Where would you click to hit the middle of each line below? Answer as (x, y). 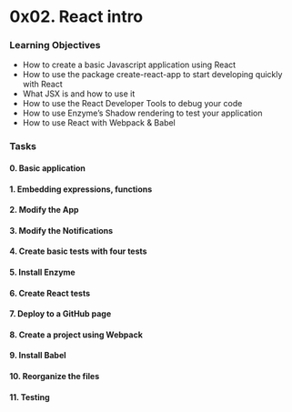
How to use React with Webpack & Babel (99, 123)
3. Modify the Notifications (61, 230)
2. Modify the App (44, 210)
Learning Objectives (55, 45)
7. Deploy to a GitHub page (60, 314)
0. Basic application (48, 168)
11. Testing (30, 397)
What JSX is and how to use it (79, 94)
